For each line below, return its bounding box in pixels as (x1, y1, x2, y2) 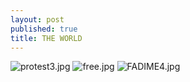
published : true (10, 24, 78, 34)
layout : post (10, 14, 65, 25)
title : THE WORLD (10, 33, 83, 43)
